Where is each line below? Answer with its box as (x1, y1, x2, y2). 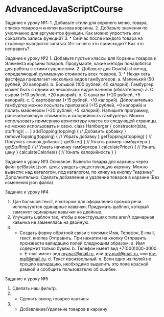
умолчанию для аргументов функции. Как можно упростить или (5, 30, 141, 36)
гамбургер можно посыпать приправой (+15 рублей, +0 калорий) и (5, 102, 146, 108)
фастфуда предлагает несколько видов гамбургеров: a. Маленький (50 (5, 76, 154, 82)
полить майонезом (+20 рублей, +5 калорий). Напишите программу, (5, 107, 149, 113)
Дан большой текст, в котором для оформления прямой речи (12, 198, 141, 204)
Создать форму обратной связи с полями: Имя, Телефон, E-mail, (19, 230, 155, 236)
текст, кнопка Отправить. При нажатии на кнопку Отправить (19, 235, 147, 241)
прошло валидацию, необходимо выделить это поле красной (19, 261, 149, 267)
